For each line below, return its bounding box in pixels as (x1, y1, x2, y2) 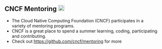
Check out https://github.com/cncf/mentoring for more (11, 38, 122, 44)
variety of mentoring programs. (11, 23, 75, 29)
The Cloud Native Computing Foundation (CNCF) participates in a (11, 17, 144, 23)
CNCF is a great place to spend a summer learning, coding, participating (11, 28, 158, 34)
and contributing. (11, 33, 47, 39)
